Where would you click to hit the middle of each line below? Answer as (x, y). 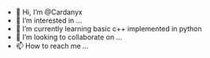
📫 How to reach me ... (52, 46)
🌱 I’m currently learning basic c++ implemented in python (109, 29)
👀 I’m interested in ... (49, 20)
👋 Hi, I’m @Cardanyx (49, 12)
